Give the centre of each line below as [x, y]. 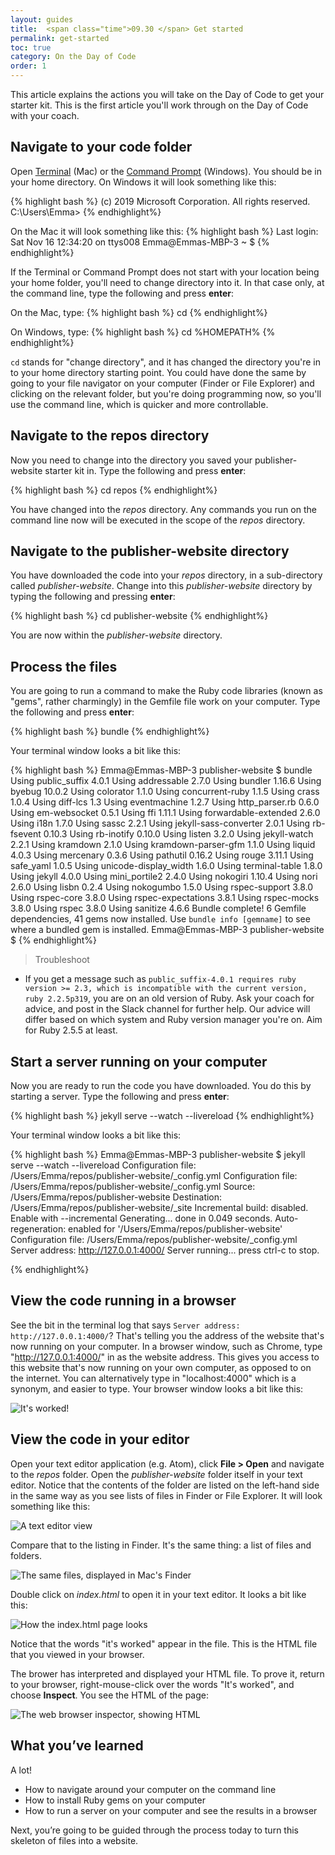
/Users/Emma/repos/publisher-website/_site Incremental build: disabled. [159, 1208]
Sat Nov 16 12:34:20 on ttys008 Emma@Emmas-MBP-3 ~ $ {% [140, 242]
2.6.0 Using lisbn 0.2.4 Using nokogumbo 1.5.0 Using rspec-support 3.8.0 [162, 887]
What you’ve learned [77, 1746]
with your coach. [45, 115]
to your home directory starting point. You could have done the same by [158, 372]
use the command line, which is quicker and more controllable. [139, 404]
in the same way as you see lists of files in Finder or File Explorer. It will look [166, 1495]
